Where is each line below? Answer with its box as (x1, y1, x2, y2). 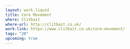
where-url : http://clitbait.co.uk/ (5, 21, 82, 27)
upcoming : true (5, 36, 38, 41)
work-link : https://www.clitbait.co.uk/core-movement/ (5, 27, 125, 32)
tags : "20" (5, 31, 29, 36)
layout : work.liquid (5, 7, 50, 13)
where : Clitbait (5, 17, 40, 22)
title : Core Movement (5, 12, 52, 17)
